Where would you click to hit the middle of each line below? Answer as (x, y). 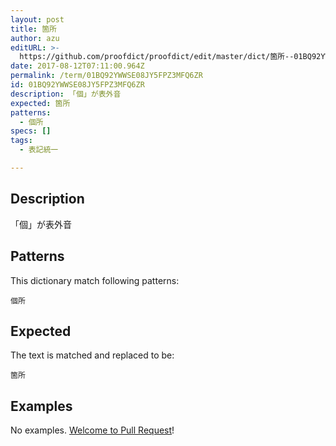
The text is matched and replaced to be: (92, 355)
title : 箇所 (33, 29)
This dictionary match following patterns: (95, 280)
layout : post (37, 19)
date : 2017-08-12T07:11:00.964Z (77, 66)
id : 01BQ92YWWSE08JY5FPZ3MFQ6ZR (77, 85)
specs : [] (31, 131)
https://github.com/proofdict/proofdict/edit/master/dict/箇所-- (157, 57)
